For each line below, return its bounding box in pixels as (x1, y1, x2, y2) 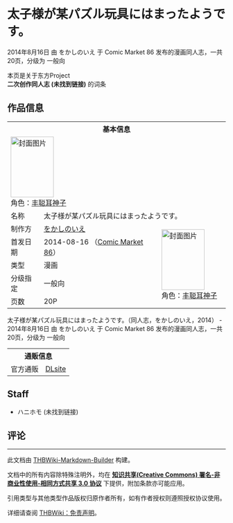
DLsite (45, 364, 67, 373)
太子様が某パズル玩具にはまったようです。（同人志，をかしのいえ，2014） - (7, 316, 223, 324)
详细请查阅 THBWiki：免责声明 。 (7, 508, 101, 517)
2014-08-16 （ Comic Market (44, 237, 144, 247)
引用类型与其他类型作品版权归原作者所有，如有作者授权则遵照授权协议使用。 (7, 494, 226, 502)
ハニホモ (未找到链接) (17, 407, 78, 416)
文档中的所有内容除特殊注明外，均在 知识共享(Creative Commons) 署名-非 (7, 470, 221, 479)
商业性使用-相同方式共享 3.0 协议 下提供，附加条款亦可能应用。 (7, 479, 189, 488)
